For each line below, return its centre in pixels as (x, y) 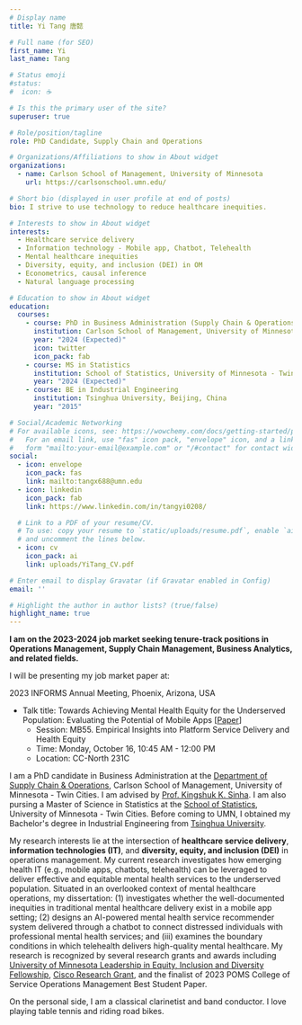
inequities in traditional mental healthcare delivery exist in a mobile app (141, 908)
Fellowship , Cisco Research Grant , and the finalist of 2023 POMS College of (150, 975)
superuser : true (40, 116)
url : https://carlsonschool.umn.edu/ (96, 183)
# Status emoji (38, 76)
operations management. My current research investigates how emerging (145, 860)
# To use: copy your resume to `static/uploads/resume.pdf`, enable (148, 531)
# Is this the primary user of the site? (88, 108)
